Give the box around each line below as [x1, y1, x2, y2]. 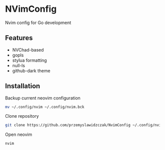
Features [5, 34, 33, 42]
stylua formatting [12, 57, 47, 63]
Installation [5, 82, 40, 90]
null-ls [12, 62, 26, 68]
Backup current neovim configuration [5, 95, 81, 101]
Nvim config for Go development [5, 20, 71, 25]
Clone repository [5, 113, 39, 119]
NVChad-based [12, 47, 44, 52]
